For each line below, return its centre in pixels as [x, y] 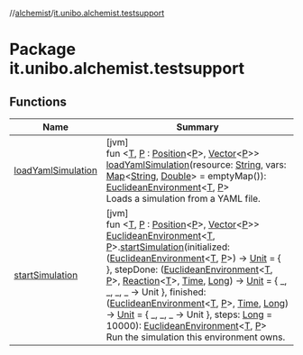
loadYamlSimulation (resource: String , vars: [196, 164]
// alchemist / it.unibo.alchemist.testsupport [87, 13]
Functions [38, 101]
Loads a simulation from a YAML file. [184, 199]
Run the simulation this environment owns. [196, 337]
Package [43, 50]
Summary [197, 127]
